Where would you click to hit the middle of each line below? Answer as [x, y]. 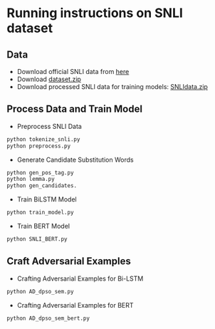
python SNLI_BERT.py [37, 239]
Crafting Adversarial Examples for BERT [75, 305]
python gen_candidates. [42, 186]
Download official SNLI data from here [73, 72]
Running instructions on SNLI [95, 13]
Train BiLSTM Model [47, 199]
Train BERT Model [43, 226]
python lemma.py [31, 179]
